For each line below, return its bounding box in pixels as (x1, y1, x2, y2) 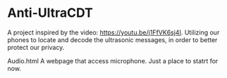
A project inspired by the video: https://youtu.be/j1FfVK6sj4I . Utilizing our (7, 28, 220, 37)
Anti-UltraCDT (7, 5, 94, 21)
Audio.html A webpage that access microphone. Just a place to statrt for (7, 56, 219, 65)
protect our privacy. (7, 43, 65, 51)
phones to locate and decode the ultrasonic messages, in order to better (7, 35, 218, 44)
